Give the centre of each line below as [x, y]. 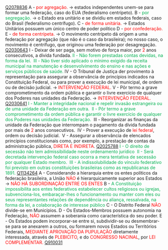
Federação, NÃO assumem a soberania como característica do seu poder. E [84, 216]
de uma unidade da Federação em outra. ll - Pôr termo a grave [70, 109]
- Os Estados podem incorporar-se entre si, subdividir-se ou [68, 221]
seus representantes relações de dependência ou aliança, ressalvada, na [81, 200]
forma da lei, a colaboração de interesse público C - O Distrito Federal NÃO [83, 205]
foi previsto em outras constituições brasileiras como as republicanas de [80, 168]
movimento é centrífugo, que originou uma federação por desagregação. [81, 45]
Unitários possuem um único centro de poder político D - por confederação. [84, 29]
